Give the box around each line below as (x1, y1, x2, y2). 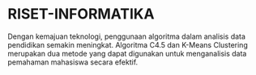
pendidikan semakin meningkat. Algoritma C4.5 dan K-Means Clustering (7, 40, 248, 49)
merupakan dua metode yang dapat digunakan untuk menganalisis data (7, 48, 247, 58)
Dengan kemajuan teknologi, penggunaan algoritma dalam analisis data (7, 31, 246, 41)
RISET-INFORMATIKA (7, 5, 155, 23)
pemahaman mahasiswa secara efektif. (7, 57, 139, 67)
